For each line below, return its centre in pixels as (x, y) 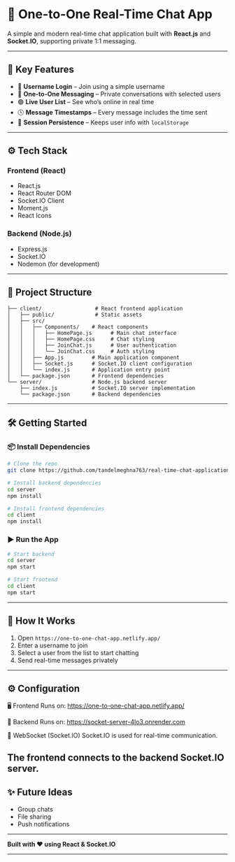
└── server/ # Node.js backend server (87, 382)
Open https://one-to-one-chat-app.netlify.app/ (89, 638)
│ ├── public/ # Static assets (74, 315)
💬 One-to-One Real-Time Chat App (110, 14)
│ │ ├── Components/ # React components (78, 327)
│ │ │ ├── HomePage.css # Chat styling (81, 339)
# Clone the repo (33, 464)
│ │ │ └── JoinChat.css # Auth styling (81, 351)
